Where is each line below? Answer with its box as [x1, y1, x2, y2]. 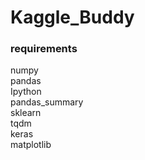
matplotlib [10, 139, 52, 151]
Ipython [10, 86, 42, 98]
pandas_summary [10, 96, 84, 108]
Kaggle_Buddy [10, 6, 135, 29]
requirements [10, 42, 78, 56]
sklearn [10, 107, 42, 119]
